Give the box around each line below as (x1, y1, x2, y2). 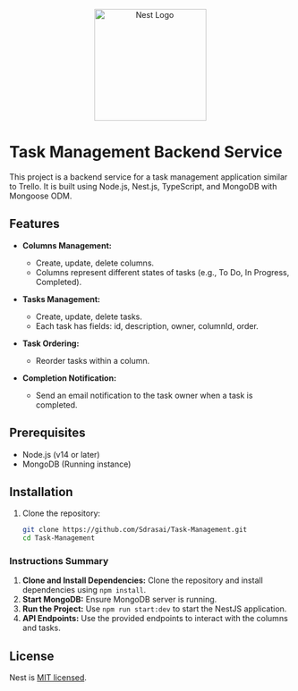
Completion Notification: (21, 372, 117, 383)
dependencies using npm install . (21, 585, 147, 595)
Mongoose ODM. (9, 190, 72, 201)
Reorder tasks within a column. (35, 355, 150, 366)
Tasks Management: (21, 293, 101, 304)
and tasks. (21, 622, 61, 634)
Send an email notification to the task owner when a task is (35, 390, 253, 400)
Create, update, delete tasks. (35, 311, 143, 322)
